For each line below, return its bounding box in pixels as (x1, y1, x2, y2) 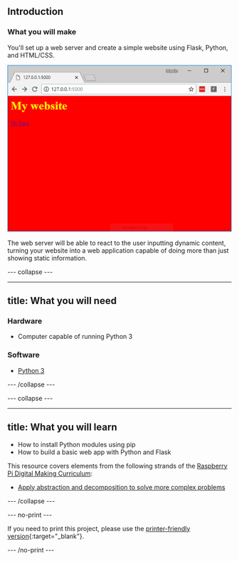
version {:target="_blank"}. (7, 532, 85, 540)
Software (7, 350, 41, 360)
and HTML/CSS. (7, 51, 55, 59)
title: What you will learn (7, 421, 117, 434)
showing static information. (7, 253, 87, 262)
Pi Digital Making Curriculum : (7, 469, 93, 478)
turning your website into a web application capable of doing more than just (7, 246, 229, 255)
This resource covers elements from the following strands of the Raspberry (7, 461, 228, 470)
